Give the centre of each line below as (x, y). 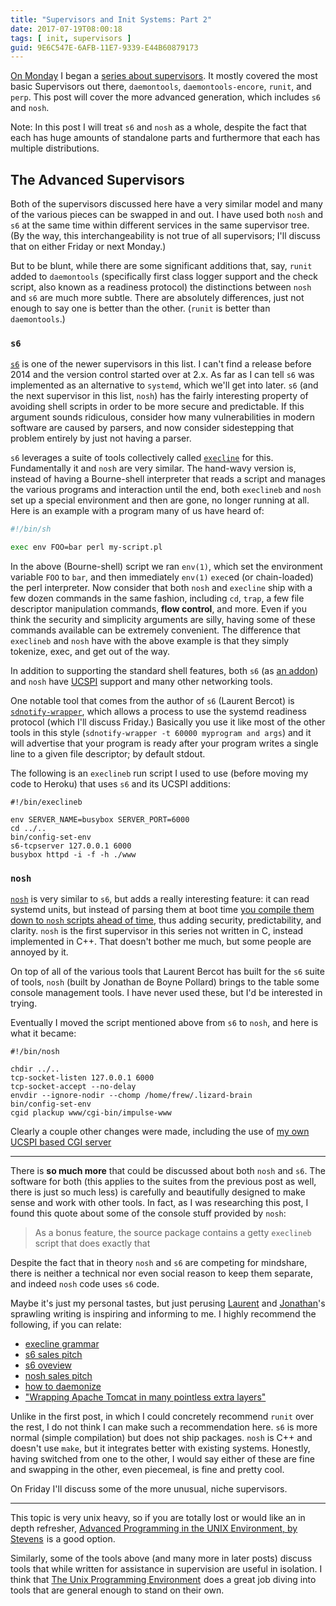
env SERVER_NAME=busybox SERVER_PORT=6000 (100, 820)
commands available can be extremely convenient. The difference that (155, 630)
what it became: (43, 1033)
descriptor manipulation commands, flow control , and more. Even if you (158, 609)
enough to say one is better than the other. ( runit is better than (140, 308)
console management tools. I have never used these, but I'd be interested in (166, 993)
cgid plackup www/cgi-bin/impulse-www (91, 1113)
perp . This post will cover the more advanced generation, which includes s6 (166, 97)
